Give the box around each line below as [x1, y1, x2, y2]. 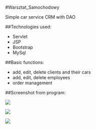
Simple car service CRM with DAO [5, 14, 76, 20]
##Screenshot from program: [5, 90, 66, 95]
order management [12, 80, 53, 86]
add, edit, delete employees [12, 75, 70, 80]
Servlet [12, 34, 28, 39]
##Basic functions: [5, 59, 44, 65]
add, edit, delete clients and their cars [12, 69, 91, 75]
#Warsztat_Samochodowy [5, 5, 59, 10]
